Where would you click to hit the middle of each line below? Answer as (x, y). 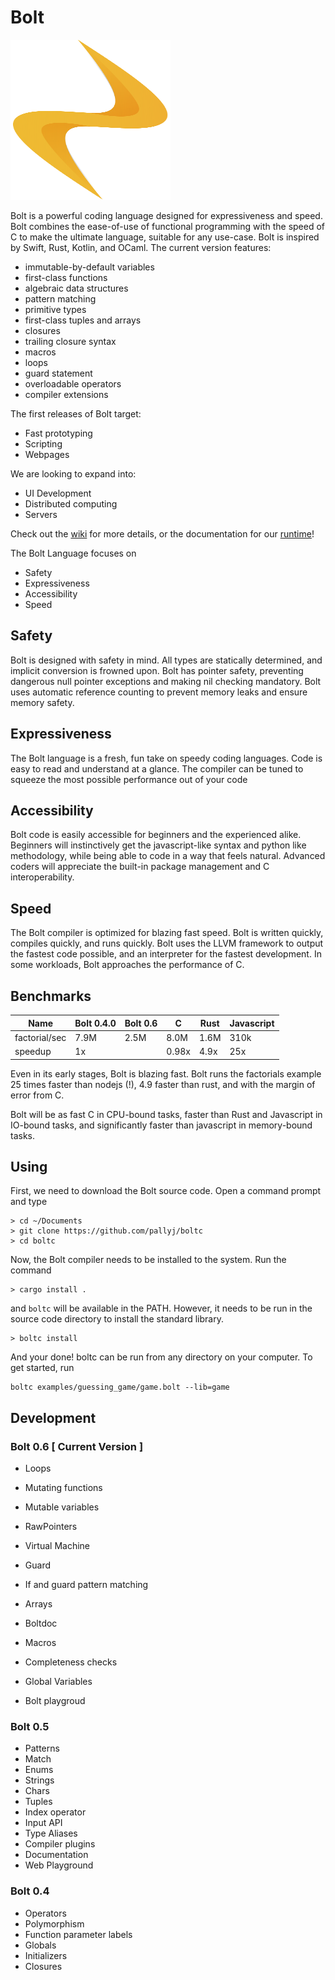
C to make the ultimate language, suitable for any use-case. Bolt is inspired (165, 237)
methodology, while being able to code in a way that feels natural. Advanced (168, 856)
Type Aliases (51, 1833)
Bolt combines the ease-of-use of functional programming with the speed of (168, 226)
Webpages (47, 454)
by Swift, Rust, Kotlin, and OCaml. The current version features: (141, 247)
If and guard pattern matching (86, 1584)
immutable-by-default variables (89, 267)
